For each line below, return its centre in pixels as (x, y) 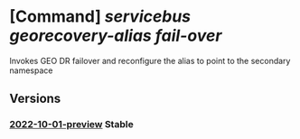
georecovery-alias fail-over (116, 36)
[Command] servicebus (100, 17)
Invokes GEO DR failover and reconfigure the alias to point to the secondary (150, 60)
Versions (35, 99)
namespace (31, 70)
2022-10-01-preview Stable (71, 125)
